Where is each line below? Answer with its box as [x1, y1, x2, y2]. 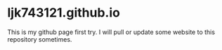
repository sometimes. [7, 35, 72, 43]
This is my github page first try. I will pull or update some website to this [7, 28, 216, 36]
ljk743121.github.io [7, 5, 121, 21]
